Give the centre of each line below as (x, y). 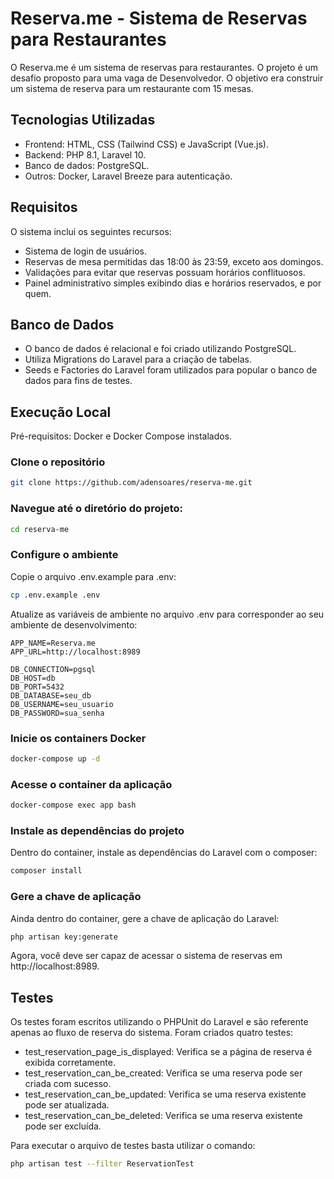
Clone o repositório (58, 462)
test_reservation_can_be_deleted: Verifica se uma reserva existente (163, 1116)
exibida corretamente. (70, 1063)
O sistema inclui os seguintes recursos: (91, 231)
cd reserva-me (40, 529)
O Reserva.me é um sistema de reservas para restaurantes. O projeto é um (164, 67)
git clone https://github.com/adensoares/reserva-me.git (131, 483)
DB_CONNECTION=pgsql (53, 669)
